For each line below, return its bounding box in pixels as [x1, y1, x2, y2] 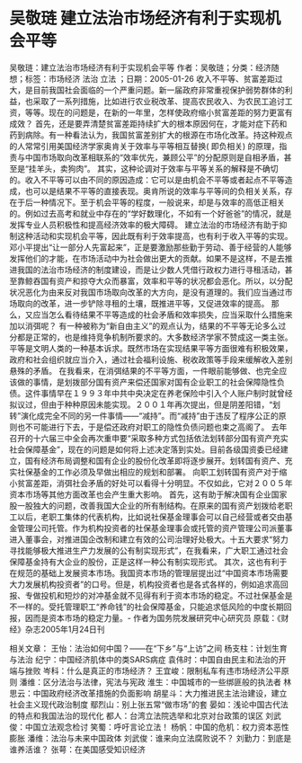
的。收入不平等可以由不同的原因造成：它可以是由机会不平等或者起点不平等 [9, 174, 285, 185]
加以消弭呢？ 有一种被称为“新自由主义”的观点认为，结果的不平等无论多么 [9, 320, 279, 331]
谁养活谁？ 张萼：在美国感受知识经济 [9, 743, 146, 755]
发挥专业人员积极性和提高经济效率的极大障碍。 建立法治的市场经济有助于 [9, 219, 280, 230]
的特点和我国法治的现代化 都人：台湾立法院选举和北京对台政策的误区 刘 [9, 710, 274, 721]
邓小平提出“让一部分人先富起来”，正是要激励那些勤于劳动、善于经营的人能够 [9, 242, 292, 253]
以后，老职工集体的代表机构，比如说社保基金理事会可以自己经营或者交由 [16, 511, 285, 522]
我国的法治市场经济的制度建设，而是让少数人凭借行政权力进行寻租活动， [16, 264, 285, 275]
